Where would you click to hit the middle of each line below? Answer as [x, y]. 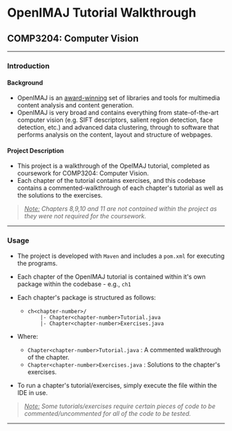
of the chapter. [48, 357]
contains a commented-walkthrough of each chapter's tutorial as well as [120, 188]
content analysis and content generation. [75, 105]
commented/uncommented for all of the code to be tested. [107, 413]
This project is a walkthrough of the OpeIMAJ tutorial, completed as [113, 166]
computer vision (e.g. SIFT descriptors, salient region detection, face [115, 120]
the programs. [37, 263]
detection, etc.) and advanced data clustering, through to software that [118, 127]
